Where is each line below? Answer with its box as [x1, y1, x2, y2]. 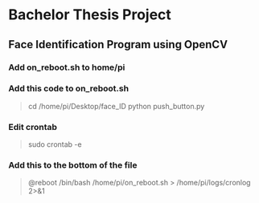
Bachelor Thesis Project [8, 6, 171, 24]
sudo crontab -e [27, 140, 82, 149]
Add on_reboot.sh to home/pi [8, 62, 125, 73]
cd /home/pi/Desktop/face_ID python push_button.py [27, 101, 205, 111]
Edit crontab [8, 121, 58, 132]
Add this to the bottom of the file [8, 160, 138, 171]
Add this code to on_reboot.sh [8, 83, 129, 94]
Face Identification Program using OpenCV [8, 38, 228, 51]
